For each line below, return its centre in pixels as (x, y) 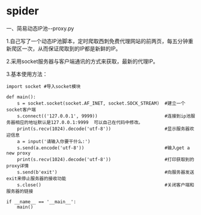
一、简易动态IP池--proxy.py (40, 28)
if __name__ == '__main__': (41, 202)
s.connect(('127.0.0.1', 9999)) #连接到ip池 (104, 116)
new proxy (19, 153)
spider (22, 11)
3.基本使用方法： (27, 74)
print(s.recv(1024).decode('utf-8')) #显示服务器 (103, 129)
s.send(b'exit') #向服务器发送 (106, 172)
